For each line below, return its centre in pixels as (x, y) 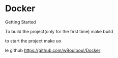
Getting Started (21, 22)
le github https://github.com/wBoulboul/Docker (53, 50)
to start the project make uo (33, 41)
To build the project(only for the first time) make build (59, 31)
